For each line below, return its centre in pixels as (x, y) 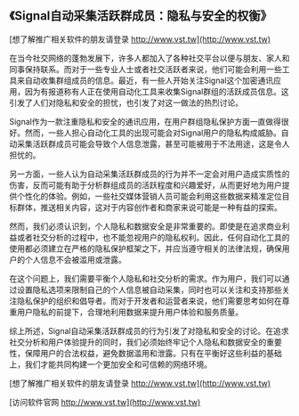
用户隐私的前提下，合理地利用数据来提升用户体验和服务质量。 (129, 312)
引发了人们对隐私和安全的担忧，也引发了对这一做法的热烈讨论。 (126, 102)
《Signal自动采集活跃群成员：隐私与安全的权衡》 (141, 16)
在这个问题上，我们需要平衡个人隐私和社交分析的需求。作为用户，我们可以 (145, 278)
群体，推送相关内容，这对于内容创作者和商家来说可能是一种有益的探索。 (149, 207)
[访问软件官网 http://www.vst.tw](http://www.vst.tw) (105, 402)
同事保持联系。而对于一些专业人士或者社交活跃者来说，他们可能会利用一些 (145, 69)
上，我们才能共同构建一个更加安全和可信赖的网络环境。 (110, 364)
